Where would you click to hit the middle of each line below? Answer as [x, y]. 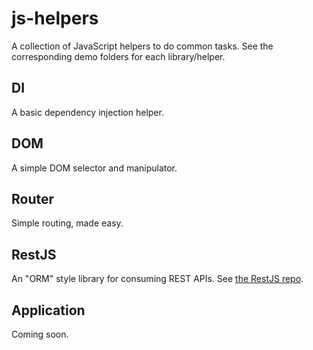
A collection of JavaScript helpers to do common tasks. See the [142, 46]
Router [33, 198]
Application [48, 310]
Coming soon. [40, 334]
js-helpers [55, 18]
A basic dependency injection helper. [87, 112]
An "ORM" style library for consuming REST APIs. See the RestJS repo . [157, 279]
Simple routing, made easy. [67, 223]
